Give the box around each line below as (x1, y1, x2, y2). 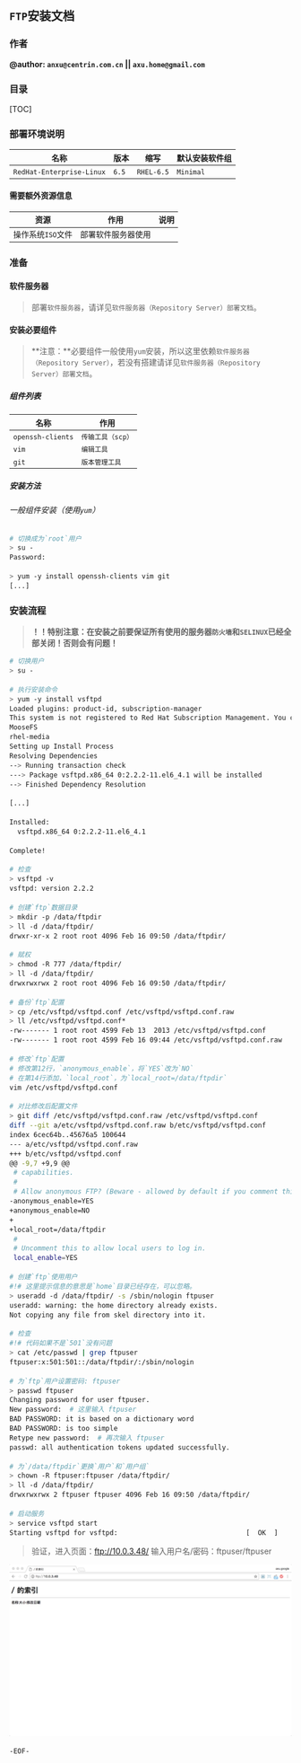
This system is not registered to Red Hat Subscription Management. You (9, 713, 287, 723)
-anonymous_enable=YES (9, 1197, 94, 1206)
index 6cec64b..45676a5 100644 (9, 1130, 126, 1139)
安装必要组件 (9, 324, 56, 335)
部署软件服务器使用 (80, 229, 151, 240)
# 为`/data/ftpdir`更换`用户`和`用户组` (9, 1462, 150, 1471)
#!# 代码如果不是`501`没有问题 (9, 1339, 113, 1348)
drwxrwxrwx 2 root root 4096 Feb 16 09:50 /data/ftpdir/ (9, 978, 227, 988)
